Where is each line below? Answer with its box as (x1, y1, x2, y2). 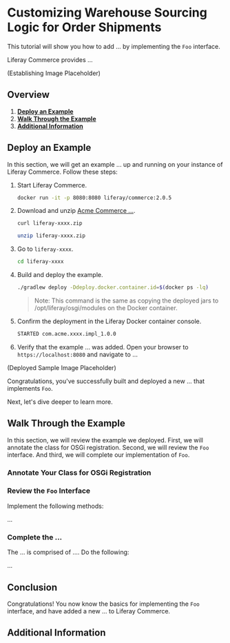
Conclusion (7, 581, 58, 593)
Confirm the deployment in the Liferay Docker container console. (17, 317, 202, 325)
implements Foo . (7, 384, 53, 392)
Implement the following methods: (7, 502, 104, 510)
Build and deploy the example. (17, 271, 103, 279)
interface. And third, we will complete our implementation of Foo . (7, 450, 190, 459)
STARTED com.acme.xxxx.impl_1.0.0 (17, 330, 116, 337)
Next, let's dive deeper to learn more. (7, 398, 113, 406)
